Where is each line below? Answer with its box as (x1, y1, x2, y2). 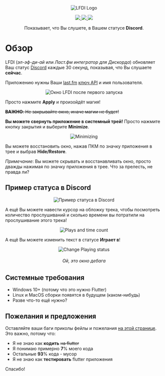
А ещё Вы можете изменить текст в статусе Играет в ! (5, 236, 121, 242)
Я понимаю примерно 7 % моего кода (12, 346, 93, 352)
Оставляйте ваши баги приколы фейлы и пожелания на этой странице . (5, 325, 157, 331)
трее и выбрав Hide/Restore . (5, 148, 67, 155)
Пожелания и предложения (5, 312, 96, 320)
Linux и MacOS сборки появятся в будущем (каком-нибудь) (12, 292, 140, 298)
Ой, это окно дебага (62, 258, 106, 264)
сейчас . (5, 70, 22, 76)
